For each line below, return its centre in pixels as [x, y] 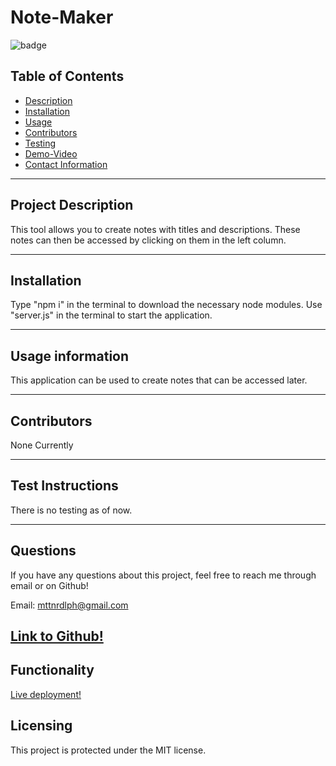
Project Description [72, 205]
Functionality [52, 670]
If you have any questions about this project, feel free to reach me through [163, 575]
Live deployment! [46, 694]
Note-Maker [62, 17]
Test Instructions [64, 486]
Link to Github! [57, 636]
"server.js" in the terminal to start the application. [111, 315]
